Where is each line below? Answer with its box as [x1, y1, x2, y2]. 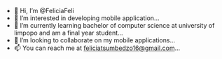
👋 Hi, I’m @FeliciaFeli [13, 7, 75, 15]
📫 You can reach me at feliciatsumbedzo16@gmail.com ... [13, 44, 181, 52]
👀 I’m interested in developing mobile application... [13, 14, 160, 22]
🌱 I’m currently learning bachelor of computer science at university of [13, 22, 215, 29]
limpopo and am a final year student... [13, 28, 124, 37]
